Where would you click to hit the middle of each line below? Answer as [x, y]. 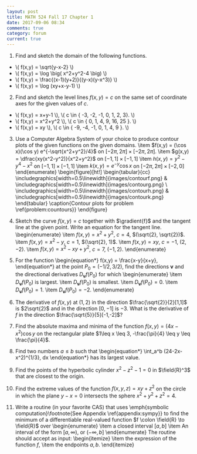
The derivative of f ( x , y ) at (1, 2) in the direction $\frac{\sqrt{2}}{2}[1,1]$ [101, 302]
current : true [24, 39]
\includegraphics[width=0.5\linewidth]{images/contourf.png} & [91, 178]
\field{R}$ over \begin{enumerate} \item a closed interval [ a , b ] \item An [102, 426]
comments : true [25, 28]
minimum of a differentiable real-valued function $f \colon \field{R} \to [100, 420]
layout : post [23, 11]
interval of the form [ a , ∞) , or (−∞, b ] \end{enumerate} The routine [96, 432]
